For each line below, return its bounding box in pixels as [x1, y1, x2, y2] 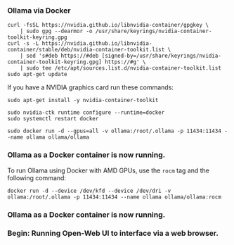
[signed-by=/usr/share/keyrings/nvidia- [101, 52, 221, 60]
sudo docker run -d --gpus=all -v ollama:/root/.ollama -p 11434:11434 [7, 127, 221, 135]
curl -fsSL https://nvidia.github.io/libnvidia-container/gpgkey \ [7, 22, 209, 29]
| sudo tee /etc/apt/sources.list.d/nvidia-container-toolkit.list [20, 65, 221, 72]
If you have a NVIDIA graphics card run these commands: [7, 83, 174, 92]
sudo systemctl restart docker [7, 115, 99, 122]
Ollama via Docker [7, 6, 71, 15]
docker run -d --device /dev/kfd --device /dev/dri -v [7, 187, 171, 194]
